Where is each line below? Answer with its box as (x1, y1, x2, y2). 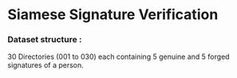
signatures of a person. (7, 60, 85, 70)
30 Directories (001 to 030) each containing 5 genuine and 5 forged (7, 52, 230, 61)
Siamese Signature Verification (7, 6, 219, 24)
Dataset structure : (7, 34, 82, 45)
